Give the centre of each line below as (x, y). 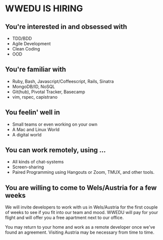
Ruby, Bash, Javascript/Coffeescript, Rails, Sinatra (63, 81)
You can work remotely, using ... (55, 150)
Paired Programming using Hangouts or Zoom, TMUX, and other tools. (83, 172)
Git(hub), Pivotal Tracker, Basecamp (49, 92)
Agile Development (31, 44)
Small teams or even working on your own (55, 124)
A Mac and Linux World (36, 129)
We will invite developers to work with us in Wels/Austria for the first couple (81, 207)
